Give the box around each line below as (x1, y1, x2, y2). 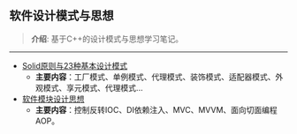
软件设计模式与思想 (9, 8, 114, 24)
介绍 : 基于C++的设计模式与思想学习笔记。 (30, 33, 184, 44)
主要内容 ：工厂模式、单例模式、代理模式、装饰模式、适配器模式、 (34, 71, 276, 82)
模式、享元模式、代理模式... (42, 82, 143, 93)
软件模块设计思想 (21, 93, 85, 104)
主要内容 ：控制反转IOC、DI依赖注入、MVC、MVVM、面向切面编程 (34, 104, 278, 115)
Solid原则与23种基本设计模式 (21, 60, 128, 71)
